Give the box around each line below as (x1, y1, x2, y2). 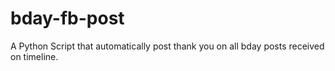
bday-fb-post (10, 7, 125, 30)
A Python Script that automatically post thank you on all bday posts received (10, 40, 325, 52)
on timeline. (10, 50, 59, 62)
